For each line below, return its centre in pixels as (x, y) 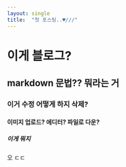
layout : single (29, 13)
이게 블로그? (40, 56)
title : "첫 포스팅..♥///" (43, 20)
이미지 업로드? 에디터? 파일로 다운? (53, 122)
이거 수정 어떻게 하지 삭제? (48, 104)
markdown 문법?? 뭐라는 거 (63, 83)
